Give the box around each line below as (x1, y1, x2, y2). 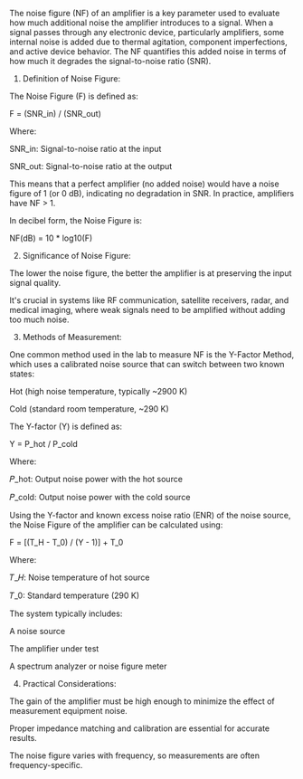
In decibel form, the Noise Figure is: (9, 215, 143, 225)
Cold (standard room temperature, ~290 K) (9, 404, 169, 414)
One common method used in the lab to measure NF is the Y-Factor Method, (9, 349, 295, 360)
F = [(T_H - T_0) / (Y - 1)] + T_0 (9, 537, 124, 547)
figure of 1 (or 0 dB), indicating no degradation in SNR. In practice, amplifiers (9, 188, 295, 198)
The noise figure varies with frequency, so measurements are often (9, 750, 260, 761)
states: (9, 368, 34, 379)
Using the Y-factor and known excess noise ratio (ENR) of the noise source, (9, 510, 291, 520)
